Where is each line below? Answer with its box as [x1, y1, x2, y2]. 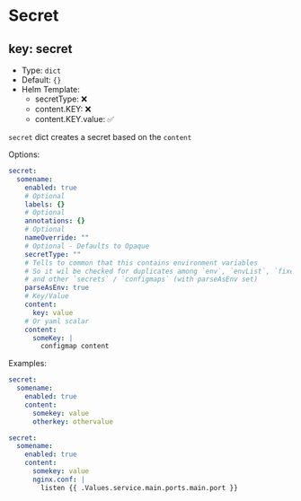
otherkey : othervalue [31, 417, 114, 426]
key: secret [8, 41, 73, 57]
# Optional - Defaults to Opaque [24, 242, 150, 250]
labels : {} [24, 199, 66, 209]
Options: [8, 149, 40, 160]
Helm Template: [21, 84, 80, 94]
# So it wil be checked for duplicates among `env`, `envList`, [24, 267, 270, 276]
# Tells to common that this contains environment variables [24, 258, 258, 268]
